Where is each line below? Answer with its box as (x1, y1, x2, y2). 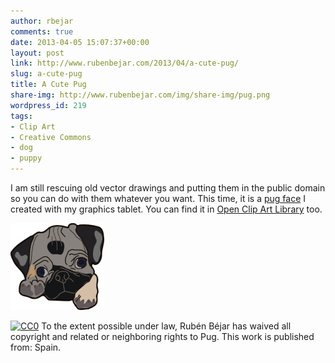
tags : (10, 111, 33, 121)
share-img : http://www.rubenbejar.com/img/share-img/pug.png (10, 90, 271, 100)
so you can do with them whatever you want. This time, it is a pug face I (10, 193, 307, 204)
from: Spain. (10, 341, 62, 353)
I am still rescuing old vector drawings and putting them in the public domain (10, 182, 326, 194)
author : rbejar (10, 16, 74, 26)
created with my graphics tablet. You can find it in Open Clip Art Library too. (10, 203, 323, 215)
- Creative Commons (10, 132, 92, 142)
